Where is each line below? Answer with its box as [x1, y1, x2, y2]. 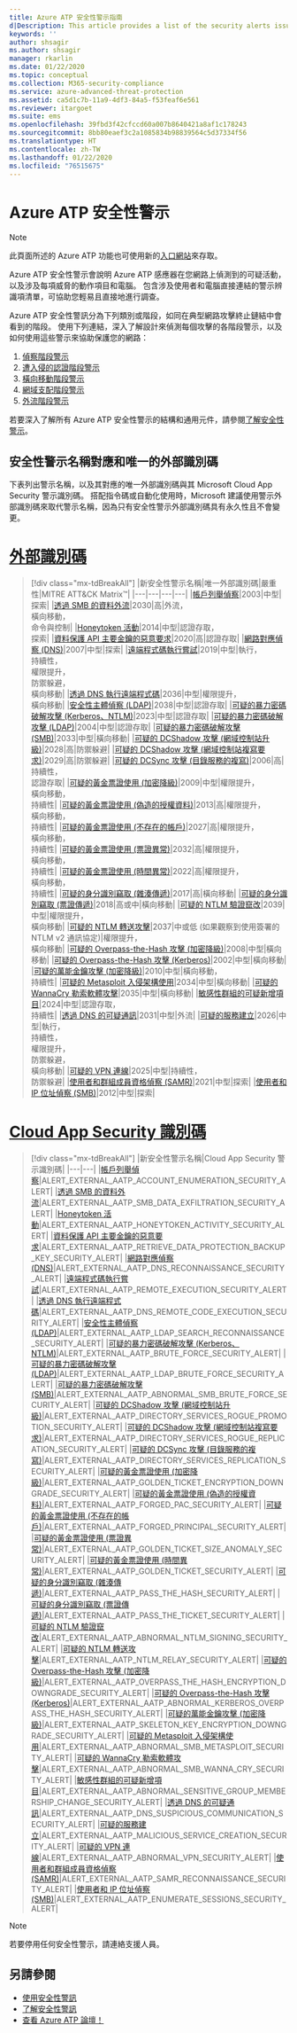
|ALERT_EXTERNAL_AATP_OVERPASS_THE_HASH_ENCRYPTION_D [41, 1677, 286, 1687]
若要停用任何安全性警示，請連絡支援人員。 [9, 1939, 164, 1949]
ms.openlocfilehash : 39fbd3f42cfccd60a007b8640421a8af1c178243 [9, 121, 247, 129]
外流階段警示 [21, 395, 69, 406]
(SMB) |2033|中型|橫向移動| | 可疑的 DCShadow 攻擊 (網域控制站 [30, 733, 263, 744]
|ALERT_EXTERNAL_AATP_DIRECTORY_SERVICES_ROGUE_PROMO [41, 1411, 287, 1421]
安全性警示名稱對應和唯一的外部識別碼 [9, 454, 218, 469]
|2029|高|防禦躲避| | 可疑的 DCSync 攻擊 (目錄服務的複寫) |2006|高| [41, 755, 285, 766]
